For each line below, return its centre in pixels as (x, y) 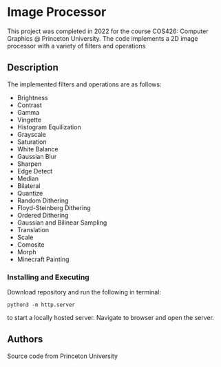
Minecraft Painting (43, 259)
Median (28, 178)
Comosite (31, 244)
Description (33, 67)
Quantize (30, 193)
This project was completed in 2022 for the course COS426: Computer (108, 31)
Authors (25, 339)
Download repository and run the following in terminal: (84, 292)
